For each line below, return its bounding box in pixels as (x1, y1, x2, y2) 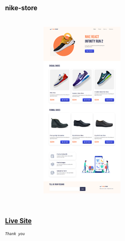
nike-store (5, 4, 38, 12)
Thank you (5, 231, 25, 236)
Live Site (5, 216, 32, 225)
